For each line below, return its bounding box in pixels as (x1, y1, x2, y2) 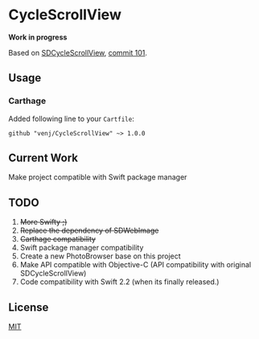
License (8, 300, 49, 314)
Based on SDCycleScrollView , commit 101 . (8, 48, 147, 57)
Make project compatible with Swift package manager (8, 172, 187, 182)
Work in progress (8, 32, 68, 42)
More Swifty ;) (19, 217, 68, 227)
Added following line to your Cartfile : (8, 114, 134, 123)
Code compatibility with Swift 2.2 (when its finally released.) (19, 277, 220, 287)
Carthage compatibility (19, 234, 97, 244)
